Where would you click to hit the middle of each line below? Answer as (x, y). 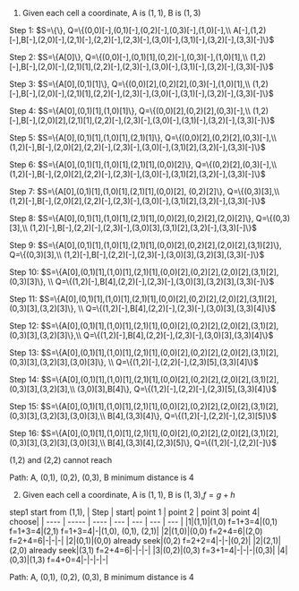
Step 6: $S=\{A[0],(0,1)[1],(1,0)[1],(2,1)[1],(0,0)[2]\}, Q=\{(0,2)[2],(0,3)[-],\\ (143, 164)
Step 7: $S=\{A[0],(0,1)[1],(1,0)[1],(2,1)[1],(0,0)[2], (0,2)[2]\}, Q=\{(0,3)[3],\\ (145, 191)
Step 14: (24, 379)
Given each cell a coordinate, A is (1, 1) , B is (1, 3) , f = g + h (128, 495)
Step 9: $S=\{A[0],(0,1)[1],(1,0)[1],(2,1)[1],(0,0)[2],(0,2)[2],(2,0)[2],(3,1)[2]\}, (145, 245)
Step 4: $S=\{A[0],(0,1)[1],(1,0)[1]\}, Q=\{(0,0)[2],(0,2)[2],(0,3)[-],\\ (130, 111)
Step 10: (24, 272)
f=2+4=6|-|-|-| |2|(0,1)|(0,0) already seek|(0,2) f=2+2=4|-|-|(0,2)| (130, 540)
